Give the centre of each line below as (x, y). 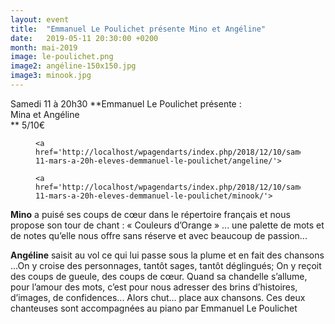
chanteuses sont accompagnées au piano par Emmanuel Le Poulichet (154, 308)
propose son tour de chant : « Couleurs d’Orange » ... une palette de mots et (167, 225)
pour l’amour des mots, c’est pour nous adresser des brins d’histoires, (154, 287)
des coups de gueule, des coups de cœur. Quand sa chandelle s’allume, (159, 276)
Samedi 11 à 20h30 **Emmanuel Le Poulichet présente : (126, 103)
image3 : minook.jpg (51, 76)
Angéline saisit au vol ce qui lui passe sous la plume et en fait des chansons (167, 255)
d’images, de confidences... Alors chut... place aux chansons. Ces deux (158, 297)
